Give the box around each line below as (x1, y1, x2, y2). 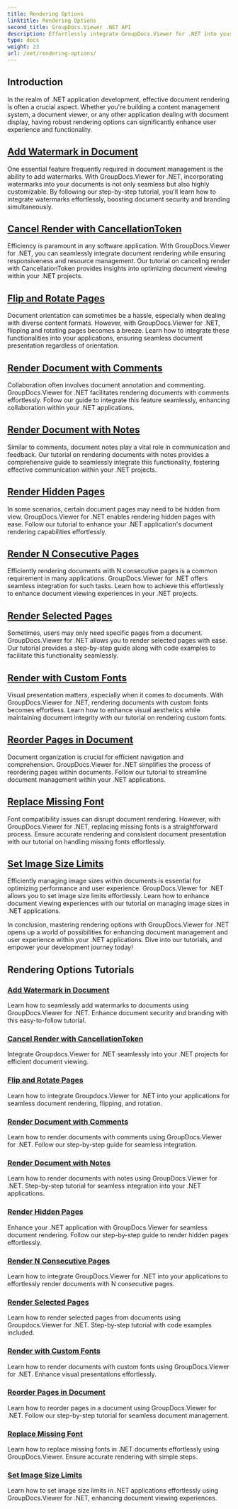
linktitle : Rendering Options (7, 17, 97, 24)
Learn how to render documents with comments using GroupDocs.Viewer (7, 1133, 222, 1142)
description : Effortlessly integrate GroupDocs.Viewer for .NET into (7, 30, 217, 38)
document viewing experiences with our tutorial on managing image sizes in (7, 899, 229, 908)
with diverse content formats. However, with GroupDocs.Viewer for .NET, (7, 319, 221, 327)
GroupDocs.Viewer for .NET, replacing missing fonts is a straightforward (7, 822, 218, 831)
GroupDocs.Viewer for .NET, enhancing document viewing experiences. (7, 1494, 217, 1503)
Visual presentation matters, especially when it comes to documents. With (7, 691, 224, 699)
